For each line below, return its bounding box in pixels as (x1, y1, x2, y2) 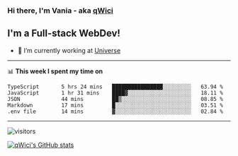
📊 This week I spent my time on (7, 66, 103, 76)
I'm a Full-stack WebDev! (7, 28, 120, 40)
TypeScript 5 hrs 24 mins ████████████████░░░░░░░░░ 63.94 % (7, 83, 223, 90)
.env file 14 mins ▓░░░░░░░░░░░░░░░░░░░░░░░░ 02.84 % (7, 108, 223, 115)
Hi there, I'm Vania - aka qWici (7, 6, 113, 16)
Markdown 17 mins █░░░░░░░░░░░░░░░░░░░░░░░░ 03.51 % (7, 102, 223, 109)
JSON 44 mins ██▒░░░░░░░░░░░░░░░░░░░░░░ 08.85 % (7, 95, 223, 102)
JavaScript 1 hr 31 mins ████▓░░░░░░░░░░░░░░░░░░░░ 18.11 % (7, 89, 223, 97)
